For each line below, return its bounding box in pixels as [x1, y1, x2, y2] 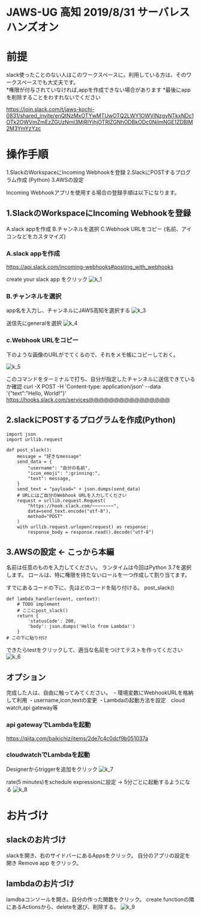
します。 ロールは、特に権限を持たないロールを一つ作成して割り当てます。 [6, 571, 191, 579]
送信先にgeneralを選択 [6, 319, 62, 327]
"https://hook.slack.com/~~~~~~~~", [28, 502, 119, 509]
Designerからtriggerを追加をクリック [6, 765, 98, 773]
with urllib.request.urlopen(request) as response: [17, 523, 149, 530]
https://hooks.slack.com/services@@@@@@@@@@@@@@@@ [6, 396, 170, 403]
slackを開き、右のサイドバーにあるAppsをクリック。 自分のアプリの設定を [6, 852, 191, 859]
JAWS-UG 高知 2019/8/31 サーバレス [6, 5, 190, 19]
